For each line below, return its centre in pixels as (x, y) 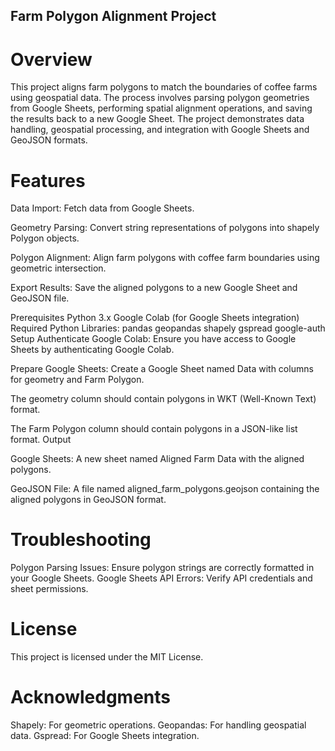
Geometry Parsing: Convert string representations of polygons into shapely (165, 228)
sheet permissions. (49, 589)
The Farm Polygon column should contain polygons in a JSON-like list (154, 429)
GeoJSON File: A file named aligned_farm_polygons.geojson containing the (165, 489)
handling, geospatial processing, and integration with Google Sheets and (160, 130)
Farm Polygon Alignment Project (113, 16)
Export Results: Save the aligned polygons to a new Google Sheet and (154, 288)
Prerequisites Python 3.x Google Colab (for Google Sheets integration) (155, 318)
